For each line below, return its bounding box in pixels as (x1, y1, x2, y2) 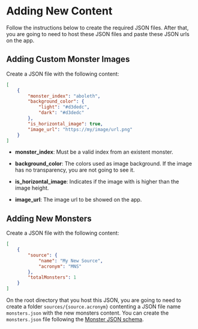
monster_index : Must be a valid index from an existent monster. (14, 148, 173, 155)
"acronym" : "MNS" (38, 263, 82, 270)
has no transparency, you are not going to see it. (14, 166, 135, 174)
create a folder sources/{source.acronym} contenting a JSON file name (6, 303, 181, 310)
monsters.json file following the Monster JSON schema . (6, 316, 144, 323)
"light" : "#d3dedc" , (38, 104, 90, 110)
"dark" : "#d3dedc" (38, 110, 85, 116)
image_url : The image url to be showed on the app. (14, 196, 142, 204)
